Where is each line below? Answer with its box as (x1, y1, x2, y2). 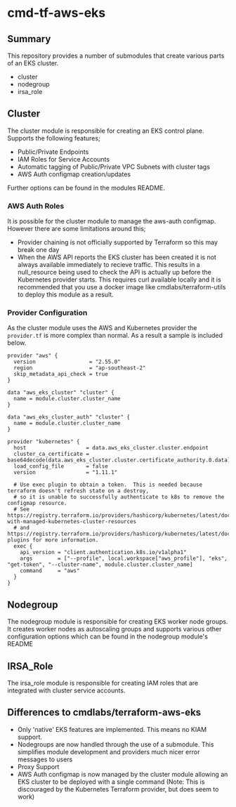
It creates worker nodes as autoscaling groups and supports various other (7, 625, 222, 634)
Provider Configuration (7, 308, 88, 317)
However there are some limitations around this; (7, 225, 146, 233)
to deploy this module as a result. (17, 290, 114, 299)
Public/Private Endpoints (17, 147, 89, 156)
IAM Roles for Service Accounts (17, 155, 110, 163)
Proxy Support (17, 762, 60, 770)
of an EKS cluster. (7, 59, 59, 67)
